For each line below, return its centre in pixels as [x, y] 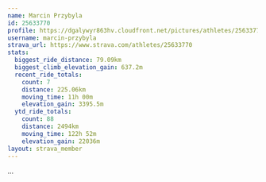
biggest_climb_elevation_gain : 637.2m [79, 68]
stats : [18, 52]
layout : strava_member [45, 149]
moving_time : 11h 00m [57, 97]
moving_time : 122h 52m [59, 134]
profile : [22, 30]
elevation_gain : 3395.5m [63, 104]
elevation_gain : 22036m [61, 141]
